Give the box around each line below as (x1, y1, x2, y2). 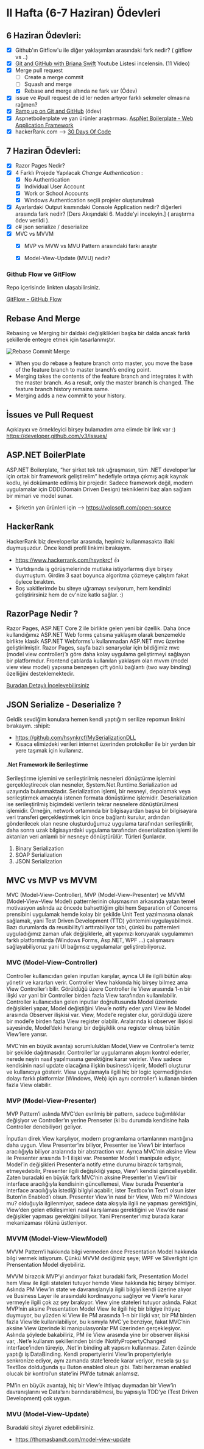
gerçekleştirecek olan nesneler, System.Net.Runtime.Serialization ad (6, 781, 178, 788)
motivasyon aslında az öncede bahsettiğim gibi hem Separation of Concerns (6, 904, 198, 912)
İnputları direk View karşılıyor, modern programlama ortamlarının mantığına (6, 1135, 194, 1142)
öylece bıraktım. (15, 578, 56, 585)
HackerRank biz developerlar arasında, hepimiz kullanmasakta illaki (6, 537, 175, 545)
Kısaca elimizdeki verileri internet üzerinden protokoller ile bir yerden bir (15, 740, 196, 748)
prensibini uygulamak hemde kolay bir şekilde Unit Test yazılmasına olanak (6, 911, 194, 918)
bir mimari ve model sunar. (6, 492, 73, 499)
